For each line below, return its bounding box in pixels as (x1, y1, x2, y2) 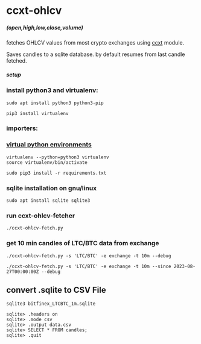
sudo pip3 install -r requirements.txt (6, 170, 107, 176)
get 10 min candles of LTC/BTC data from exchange (6, 239, 159, 248)
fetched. (6, 57, 27, 64)
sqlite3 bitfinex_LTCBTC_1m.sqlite (6, 301, 96, 307)
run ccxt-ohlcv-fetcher (6, 211, 75, 220)
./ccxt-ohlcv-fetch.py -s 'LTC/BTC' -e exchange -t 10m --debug (6, 252, 171, 259)
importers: (6, 124, 38, 133)
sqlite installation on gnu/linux (6, 184, 97, 192)
